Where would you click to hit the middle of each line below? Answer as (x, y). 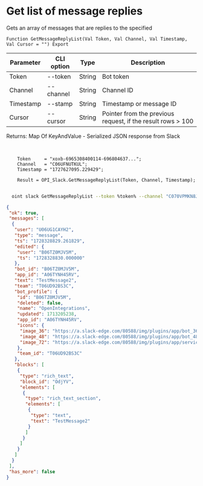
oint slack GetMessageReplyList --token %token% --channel (88, 196)
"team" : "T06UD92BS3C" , (44, 286)
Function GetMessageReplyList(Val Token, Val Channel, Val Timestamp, (97, 39)
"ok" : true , (24, 213)
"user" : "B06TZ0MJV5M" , (47, 252)
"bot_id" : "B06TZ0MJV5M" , (47, 269)
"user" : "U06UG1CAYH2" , (44, 230)
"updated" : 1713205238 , (47, 314)
